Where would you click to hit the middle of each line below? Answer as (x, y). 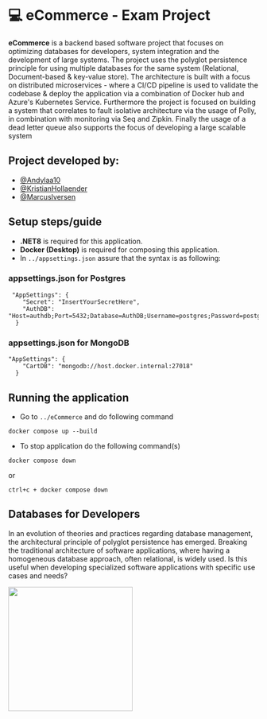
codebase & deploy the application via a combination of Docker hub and (126, 93)
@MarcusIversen (48, 196)
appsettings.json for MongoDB (69, 343)
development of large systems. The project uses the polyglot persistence (128, 60)
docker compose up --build (53, 431)
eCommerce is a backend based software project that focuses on (116, 43)
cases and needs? (38, 575)
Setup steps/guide (55, 222)
